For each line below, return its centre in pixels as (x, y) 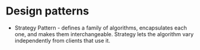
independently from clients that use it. (62, 40)
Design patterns (47, 11)
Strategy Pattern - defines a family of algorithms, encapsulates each (101, 28)
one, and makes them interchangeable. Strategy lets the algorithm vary (104, 34)
